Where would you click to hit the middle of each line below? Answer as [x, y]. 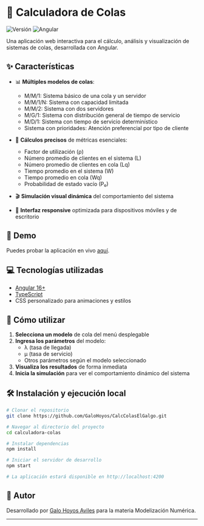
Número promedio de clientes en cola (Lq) [77, 164]
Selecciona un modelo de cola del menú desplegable [82, 334]
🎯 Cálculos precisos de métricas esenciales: [71, 140]
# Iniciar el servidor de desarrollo [54, 460]
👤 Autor [21, 496]
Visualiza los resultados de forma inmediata [71, 367]
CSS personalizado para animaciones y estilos [73, 301]
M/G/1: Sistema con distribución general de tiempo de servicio [102, 115]
